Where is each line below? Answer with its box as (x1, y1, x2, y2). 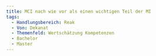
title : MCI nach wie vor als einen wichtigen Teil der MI (6, 8, 151, 15)
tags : (6, 14, 19, 20)
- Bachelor (11, 36, 38, 41)
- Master (11, 41, 33, 47)
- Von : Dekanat (11, 24, 49, 31)
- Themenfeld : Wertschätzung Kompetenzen (11, 30, 115, 36)
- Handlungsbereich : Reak (11, 19, 75, 25)
